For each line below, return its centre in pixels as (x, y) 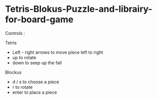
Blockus (13, 72)
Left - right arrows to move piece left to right (57, 52)
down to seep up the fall (37, 63)
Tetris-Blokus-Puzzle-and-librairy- (79, 9)
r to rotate (23, 87)
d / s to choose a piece (36, 82)
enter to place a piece (34, 92)
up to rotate (24, 57)
